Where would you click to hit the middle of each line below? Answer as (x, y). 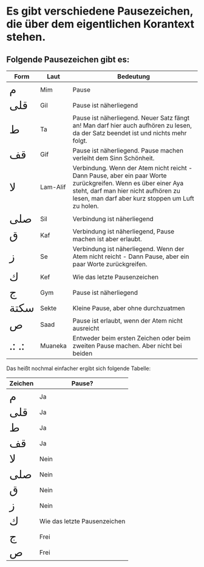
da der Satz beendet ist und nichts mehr (130, 133)
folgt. (80, 141)
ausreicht (86, 328)
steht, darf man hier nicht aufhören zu (126, 191)
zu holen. (86, 206)
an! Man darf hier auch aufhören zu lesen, (132, 125)
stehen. (26, 37)
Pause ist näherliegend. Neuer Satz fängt (131, 118)
